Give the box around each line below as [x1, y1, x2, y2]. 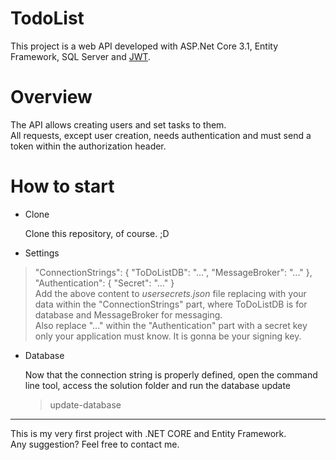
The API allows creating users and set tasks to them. [10, 118, 227, 131]
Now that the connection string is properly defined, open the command [24, 368, 318, 381]
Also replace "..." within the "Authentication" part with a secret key [34, 319, 308, 331]
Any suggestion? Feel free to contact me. [10, 438, 180, 450]
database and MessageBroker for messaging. [34, 308, 223, 321]
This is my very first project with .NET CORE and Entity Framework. [10, 427, 287, 439]
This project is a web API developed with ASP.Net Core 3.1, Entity [10, 40, 279, 52]
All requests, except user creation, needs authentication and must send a [10, 129, 312, 141]
